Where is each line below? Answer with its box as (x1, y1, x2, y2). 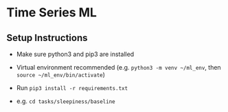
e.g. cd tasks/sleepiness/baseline (16, 97, 116, 105)
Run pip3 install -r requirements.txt (16, 84, 128, 92)
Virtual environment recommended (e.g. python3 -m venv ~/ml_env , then (16, 64, 221, 71)
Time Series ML (6, 5, 98, 20)
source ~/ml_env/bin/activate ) (16, 70, 106, 79)
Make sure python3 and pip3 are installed (16, 50, 135, 58)
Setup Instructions (6, 32, 88, 44)
